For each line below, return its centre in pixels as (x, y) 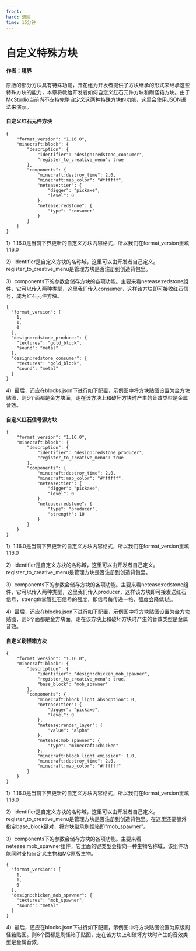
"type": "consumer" (71, 211)
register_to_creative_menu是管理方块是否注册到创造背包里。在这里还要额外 (96, 819)
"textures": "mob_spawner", (50, 901)
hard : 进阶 (18, 17)
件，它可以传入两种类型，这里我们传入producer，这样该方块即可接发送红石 (96, 592)
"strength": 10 (66, 514)
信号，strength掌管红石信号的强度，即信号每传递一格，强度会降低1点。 (91, 599)
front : (14, 11)
